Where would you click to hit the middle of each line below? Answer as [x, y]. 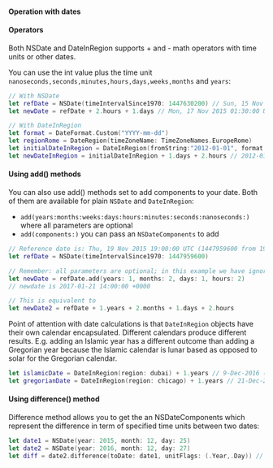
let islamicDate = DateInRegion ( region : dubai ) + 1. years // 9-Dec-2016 [134, 374]
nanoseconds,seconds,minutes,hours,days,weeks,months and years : [120, 80]
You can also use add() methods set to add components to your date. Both [133, 192]
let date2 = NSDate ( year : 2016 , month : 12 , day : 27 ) [100, 448]
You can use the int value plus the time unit [80, 72]
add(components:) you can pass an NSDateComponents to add [119, 234]
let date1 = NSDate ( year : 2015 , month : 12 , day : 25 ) [100, 441]
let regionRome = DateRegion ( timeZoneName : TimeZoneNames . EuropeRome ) [130, 141]
